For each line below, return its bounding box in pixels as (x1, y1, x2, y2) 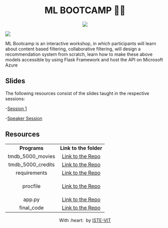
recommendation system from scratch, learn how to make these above (5, 51, 153, 57)
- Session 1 (5, 105, 27, 111)
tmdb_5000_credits (8, 161, 55, 168)
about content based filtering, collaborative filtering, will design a (5, 46, 141, 52)
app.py (23, 196, 40, 203)
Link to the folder (60, 144, 103, 151)
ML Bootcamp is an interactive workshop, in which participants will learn (5, 40, 156, 46)
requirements (15, 169, 48, 176)
